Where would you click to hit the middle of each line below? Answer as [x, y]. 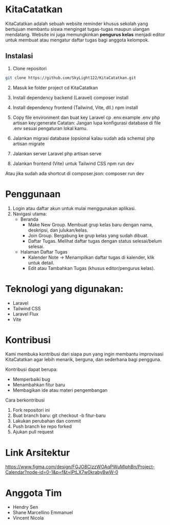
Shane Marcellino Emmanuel [43, 513]
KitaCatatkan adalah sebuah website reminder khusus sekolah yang [77, 24]
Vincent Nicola [28, 518]
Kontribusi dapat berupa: [31, 369]
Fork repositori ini [31, 410]
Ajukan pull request [33, 432]
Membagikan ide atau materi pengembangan [60, 390]
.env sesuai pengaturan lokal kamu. [50, 128]
